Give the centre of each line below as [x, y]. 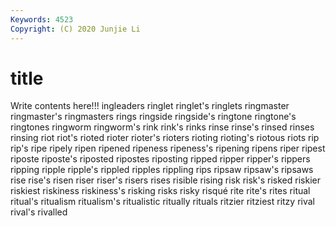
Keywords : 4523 [42, 19]
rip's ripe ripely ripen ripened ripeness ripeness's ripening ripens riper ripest [168, 148]
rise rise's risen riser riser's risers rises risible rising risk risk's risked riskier [165, 180]
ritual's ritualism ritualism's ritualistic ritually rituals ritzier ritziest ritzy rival [163, 202]
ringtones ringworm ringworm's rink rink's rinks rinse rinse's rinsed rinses [162, 127]
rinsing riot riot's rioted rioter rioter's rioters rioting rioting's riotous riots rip [165, 138]
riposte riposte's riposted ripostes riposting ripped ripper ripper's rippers [160, 159]
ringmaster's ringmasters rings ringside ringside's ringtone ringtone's [153, 117]
